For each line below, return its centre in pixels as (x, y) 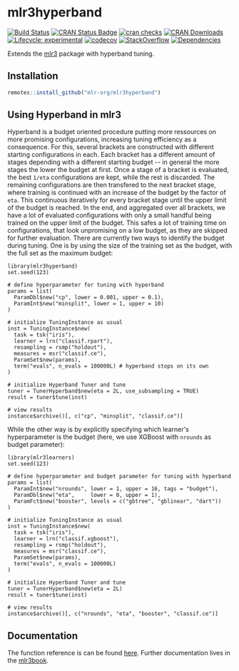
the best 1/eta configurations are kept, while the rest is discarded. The (111, 177)
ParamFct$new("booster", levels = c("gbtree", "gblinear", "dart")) (118, 501)
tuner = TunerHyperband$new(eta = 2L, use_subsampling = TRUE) (103, 391)
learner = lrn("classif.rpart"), (63, 341)
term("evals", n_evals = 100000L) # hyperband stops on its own (111, 366)
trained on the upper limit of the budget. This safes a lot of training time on (117, 223)
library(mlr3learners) (41, 458)
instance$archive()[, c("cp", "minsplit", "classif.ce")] (95, 416)
